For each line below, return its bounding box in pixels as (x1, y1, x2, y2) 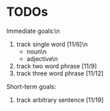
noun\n (26, 47, 47, 56)
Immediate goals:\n (6, 27, 61, 35)
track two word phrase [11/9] (16, 62, 97, 70)
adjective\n (26, 54, 58, 62)
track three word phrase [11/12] (16, 69, 104, 77)
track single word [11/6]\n (16, 40, 88, 48)
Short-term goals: (6, 82, 56, 90)
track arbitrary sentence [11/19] (16, 95, 104, 103)
